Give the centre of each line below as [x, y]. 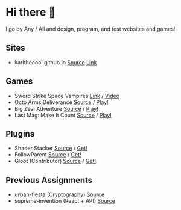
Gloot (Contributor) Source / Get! [55, 161]
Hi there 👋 [30, 12]
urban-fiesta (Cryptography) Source [59, 194]
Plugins [20, 134]
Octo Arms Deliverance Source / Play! [61, 102]
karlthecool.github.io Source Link [56, 62]
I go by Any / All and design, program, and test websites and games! [91, 29]
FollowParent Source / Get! [48, 155]
